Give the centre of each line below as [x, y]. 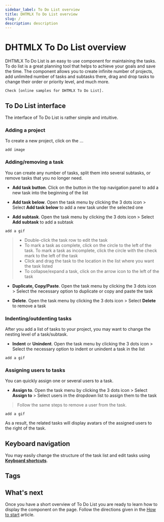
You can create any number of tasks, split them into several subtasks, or [78, 173]
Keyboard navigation [37, 443]
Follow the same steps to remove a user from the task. [72, 405]
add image [15, 150]
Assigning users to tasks [35, 370]
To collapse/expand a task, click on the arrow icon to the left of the [92, 271]
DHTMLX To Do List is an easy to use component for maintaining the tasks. [81, 61]
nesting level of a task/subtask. [36, 334]
